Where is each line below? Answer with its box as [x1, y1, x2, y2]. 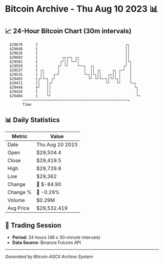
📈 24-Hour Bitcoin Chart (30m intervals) [5, 27, 132, 35]
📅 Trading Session [5, 221, 61, 230]
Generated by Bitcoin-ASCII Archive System [5, 253, 93, 259]
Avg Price [7, 204, 30, 211]
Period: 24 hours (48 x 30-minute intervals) [12, 234, 101, 240]
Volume [7, 197, 25, 203]
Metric [12, 132, 28, 139]
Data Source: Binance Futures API [12, 240, 82, 245]
